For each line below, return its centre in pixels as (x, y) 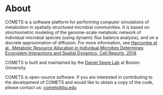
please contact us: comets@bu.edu (41, 87)
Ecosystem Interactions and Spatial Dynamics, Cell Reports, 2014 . (71, 53)
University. (16, 67)
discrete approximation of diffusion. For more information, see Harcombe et (81, 42)
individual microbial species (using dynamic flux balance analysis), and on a (81, 38)
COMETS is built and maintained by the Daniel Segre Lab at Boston (73, 62)
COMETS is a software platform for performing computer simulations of (77, 22)
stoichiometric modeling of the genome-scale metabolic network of (73, 32)
